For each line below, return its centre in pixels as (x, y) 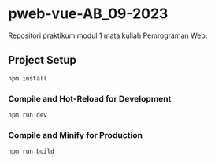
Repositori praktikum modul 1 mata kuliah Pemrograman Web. (108, 35)
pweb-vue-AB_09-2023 (88, 14)
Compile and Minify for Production (76, 135)
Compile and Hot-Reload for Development (90, 98)
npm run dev (28, 115)
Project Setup (43, 60)
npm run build (32, 152)
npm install (28, 78)
